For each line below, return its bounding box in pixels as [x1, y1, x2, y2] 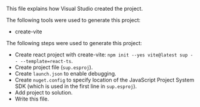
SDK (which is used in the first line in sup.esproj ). [14, 83, 137, 90]
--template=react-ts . [20, 58, 73, 64]
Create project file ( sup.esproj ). [14, 64, 93, 71]
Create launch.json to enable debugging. [14, 70, 116, 77]
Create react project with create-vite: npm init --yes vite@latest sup [14, 51, 188, 58]
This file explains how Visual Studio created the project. [6, 5, 143, 12]
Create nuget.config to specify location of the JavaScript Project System [14, 77, 195, 83]
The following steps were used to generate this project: [6, 40, 142, 46]
